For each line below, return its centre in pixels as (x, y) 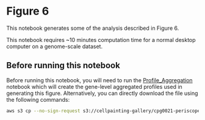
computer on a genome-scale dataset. (54, 46)
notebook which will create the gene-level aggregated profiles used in (95, 86)
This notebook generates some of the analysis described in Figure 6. (93, 28)
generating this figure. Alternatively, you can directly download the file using (102, 93)
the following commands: (38, 99)
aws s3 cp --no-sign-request (43, 111)
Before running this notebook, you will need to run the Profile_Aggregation (100, 80)
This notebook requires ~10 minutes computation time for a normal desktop (101, 40)
